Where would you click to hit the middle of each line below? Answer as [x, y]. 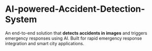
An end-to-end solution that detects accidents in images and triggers [76, 33]
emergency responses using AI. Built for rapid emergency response [74, 38]
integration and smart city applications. [45, 43]
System [21, 19]
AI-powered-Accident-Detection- [75, 9]
